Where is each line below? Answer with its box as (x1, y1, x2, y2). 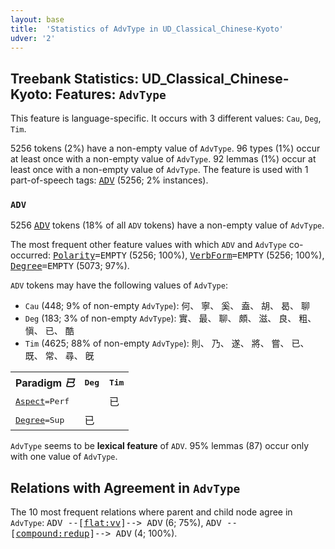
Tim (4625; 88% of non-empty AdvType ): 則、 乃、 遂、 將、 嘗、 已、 (24, 337, 310, 350)
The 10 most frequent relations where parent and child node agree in (10, 506, 293, 518)
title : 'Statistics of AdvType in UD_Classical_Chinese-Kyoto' (10, 24, 284, 34)
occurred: (10, 249, 51, 261)
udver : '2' (10, 33, 56, 43)
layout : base (10, 14, 65, 25)
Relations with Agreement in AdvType (10, 479, 241, 496)
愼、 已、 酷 (24, 325, 75, 337)
